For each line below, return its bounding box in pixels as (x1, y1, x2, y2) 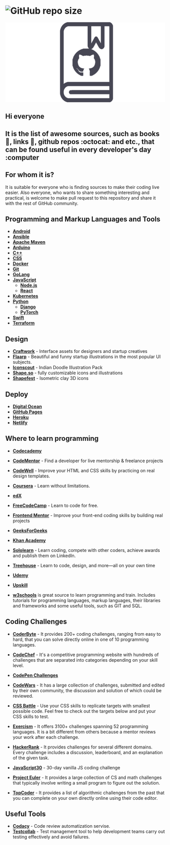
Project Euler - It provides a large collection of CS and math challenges (12, 774, 162, 781)
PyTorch (20, 309, 39, 315)
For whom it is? (5, 171, 54, 179)
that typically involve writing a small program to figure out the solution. (12, 779, 160, 786)
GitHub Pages (12, 409, 43, 415)
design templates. (12, 473, 50, 479)
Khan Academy (12, 537, 46, 543)
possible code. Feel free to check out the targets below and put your (12, 708, 156, 714)
